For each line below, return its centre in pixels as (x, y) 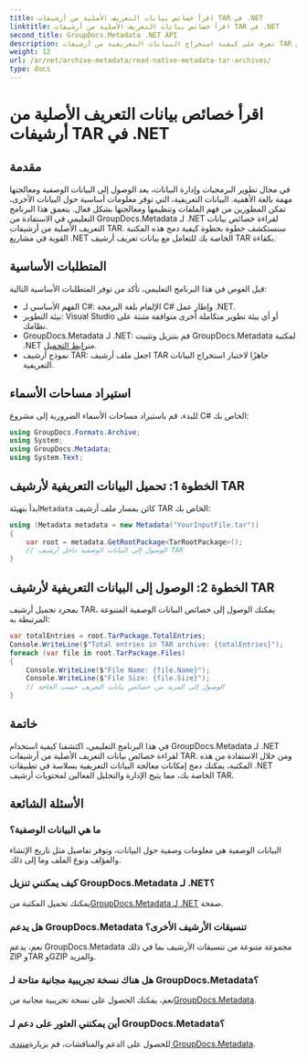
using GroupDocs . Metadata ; (61, 449)
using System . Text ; (47, 458)
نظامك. (35, 326)
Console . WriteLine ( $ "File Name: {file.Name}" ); (118, 670)
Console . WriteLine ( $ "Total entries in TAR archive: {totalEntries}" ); (147, 644)
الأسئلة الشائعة (47, 804)
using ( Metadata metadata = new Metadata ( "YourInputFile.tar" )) (134, 525)
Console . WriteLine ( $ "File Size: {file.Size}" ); (118, 679)
